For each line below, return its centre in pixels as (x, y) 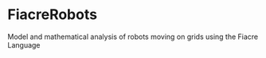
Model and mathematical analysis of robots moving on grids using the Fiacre (133, 37)
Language (24, 44)
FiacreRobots (52, 15)
